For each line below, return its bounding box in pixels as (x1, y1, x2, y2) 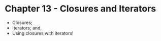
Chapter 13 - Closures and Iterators (5, 3, 156, 14)
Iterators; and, (12, 24, 42, 30)
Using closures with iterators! (12, 30, 74, 36)
